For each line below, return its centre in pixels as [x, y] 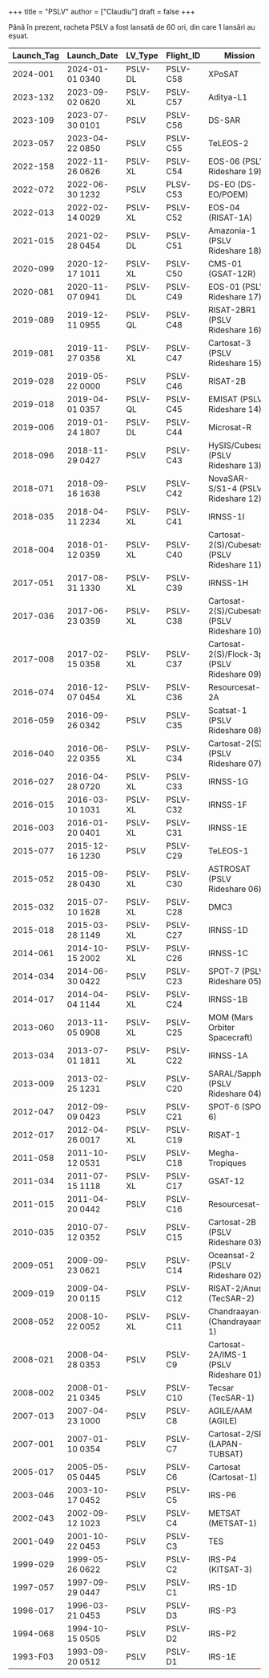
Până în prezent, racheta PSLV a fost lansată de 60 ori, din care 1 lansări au [132, 27]
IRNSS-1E [228, 828]
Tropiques [227, 1163]
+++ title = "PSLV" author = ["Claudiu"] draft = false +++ [102, 12]
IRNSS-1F [227, 804]
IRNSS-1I [226, 517]
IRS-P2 [222, 1633]
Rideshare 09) [235, 674]
